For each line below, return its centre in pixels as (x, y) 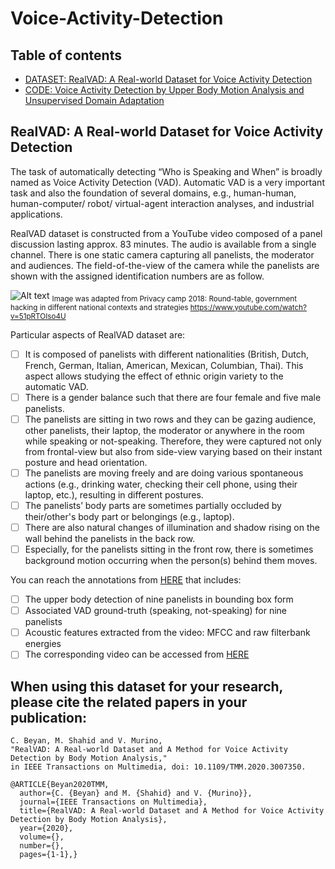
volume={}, (42, 837)
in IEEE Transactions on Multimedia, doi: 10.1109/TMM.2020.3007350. (158, 767)
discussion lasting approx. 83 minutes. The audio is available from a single (163, 244)
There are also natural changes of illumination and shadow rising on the (172, 527)
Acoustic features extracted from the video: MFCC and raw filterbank (167, 633)
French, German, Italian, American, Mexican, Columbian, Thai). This (164, 365)
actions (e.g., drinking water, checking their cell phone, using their (161, 484)
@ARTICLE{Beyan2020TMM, (60, 785)
